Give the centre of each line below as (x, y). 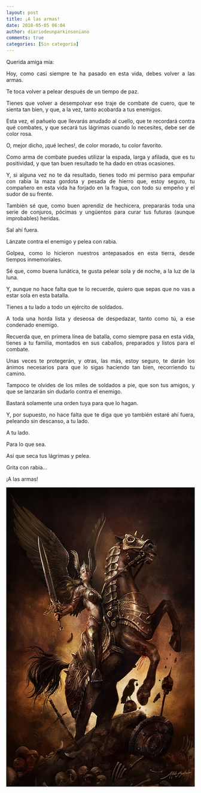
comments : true (25, 38)
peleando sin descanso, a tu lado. (48, 421)
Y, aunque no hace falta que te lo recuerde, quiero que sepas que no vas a (100, 289)
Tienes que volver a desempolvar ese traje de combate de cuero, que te (100, 103)
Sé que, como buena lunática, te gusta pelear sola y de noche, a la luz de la (100, 271)
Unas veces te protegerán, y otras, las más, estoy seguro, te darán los (100, 361)
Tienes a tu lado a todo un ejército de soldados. (65, 307)
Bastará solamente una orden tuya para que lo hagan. (72, 403)
